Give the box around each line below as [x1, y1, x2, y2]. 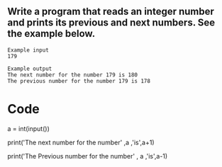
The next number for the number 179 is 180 [7, 71, 138, 79]
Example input [7, 46, 50, 54]
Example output [7, 65, 52, 72]
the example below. [7, 28, 96, 40]
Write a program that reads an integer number [7, 6, 215, 18]
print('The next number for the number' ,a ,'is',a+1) [7, 138, 155, 146]
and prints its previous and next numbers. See [7, 17, 215, 29]
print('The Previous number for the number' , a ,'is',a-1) [7, 151, 168, 160]
